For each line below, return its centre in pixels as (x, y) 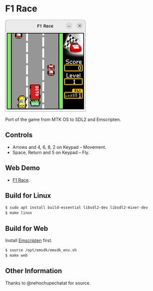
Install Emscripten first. (29, 240)
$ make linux (19, 213)
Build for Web (27, 229)
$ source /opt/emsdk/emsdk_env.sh (41, 250)
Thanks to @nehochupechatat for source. (48, 283)
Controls (19, 135)
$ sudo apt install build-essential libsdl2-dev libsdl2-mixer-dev (77, 208)
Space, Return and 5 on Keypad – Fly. (51, 152)
